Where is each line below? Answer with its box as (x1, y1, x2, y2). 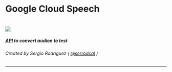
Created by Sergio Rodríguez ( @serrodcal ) (5, 50, 98, 56)
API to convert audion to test (5, 38, 68, 44)
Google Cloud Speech (5, 3, 100, 15)
